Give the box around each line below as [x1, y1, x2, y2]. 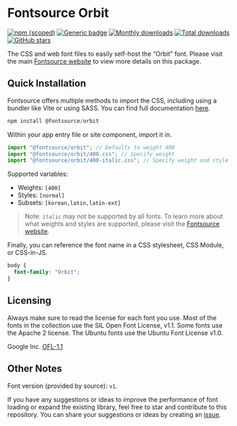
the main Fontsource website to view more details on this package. [7, 57, 202, 65]
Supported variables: [7, 170, 68, 178]
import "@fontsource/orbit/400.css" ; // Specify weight [7, 150, 175, 158]
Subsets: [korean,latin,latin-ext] [17, 199, 121, 207]
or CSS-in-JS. [7, 249, 48, 257]
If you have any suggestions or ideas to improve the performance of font [7, 395, 219, 403]
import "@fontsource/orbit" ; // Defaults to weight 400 [7, 143, 175, 151]
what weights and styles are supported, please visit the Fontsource [24, 220, 220, 228]
